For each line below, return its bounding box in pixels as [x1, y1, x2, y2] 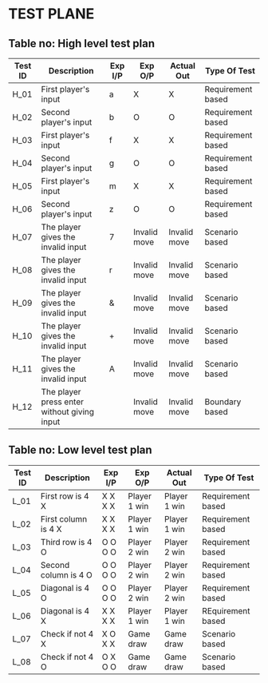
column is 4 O [40, 569, 93, 580]
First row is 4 [40, 490, 89, 502]
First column [40, 513, 88, 524]
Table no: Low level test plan [8, 443, 153, 457]
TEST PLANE [8, 5, 95, 23]
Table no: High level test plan [8, 37, 156, 50]
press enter [41, 396, 85, 407]
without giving [41, 407, 94, 417]
